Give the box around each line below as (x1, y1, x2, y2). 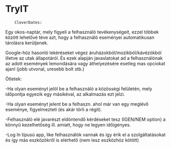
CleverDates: (14, 20, 42, 25)
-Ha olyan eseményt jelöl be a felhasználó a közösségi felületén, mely (5, 85, 153, 92)
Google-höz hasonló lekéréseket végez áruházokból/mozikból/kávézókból (5, 50, 162, 56)
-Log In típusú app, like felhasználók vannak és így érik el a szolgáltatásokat (5, 131, 166, 138)
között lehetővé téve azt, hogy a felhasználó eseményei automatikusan (5, 34, 155, 40)
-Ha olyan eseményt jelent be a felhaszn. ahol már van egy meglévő (5, 101, 149, 107)
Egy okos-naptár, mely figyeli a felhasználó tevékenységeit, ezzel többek (5, 29, 159, 35)
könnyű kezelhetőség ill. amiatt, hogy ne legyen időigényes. (5, 121, 131, 128)
